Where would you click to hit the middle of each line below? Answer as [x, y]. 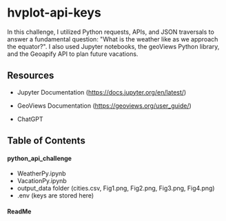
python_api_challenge [40, 158]
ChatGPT [30, 119]
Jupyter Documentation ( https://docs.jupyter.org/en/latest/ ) [102, 92]
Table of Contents [47, 141]
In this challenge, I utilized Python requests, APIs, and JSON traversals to [111, 32]
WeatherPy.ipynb [42, 173]
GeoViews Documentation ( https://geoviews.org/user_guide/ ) [104, 106]
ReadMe [19, 211]
